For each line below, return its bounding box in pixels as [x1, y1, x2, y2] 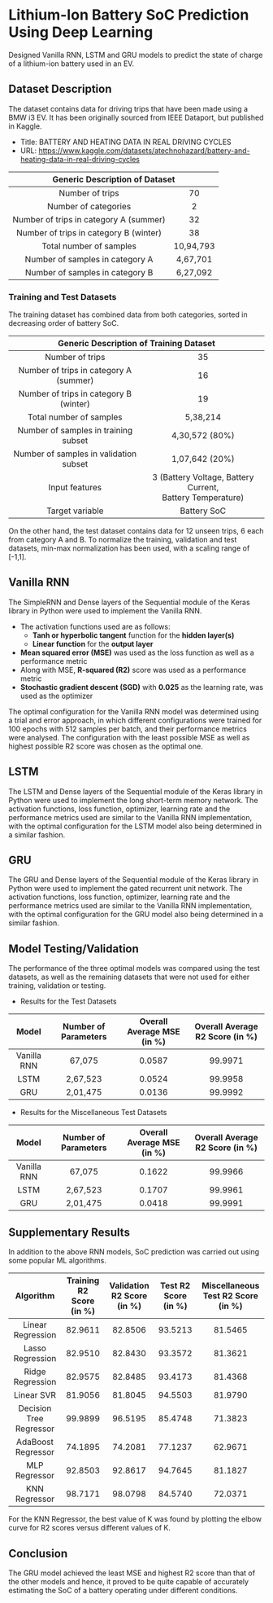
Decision [18, 1403, 52, 1414]
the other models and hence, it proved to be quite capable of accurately [8, 1576, 249, 1586]
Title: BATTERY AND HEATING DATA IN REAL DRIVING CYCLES [19, 137, 232, 147]
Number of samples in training [17, 425, 133, 437]
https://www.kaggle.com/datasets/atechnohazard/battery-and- [38, 145, 250, 156]
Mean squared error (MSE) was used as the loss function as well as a [19, 648, 254, 657]
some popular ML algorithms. [8, 1256, 107, 1266]
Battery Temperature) [162, 492, 245, 503]
